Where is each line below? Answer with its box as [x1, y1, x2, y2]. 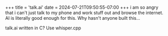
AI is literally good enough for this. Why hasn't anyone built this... [5, 15, 140, 21]
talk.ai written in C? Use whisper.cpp [5, 25, 82, 31]
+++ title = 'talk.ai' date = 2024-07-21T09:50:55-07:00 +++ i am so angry [5, 5, 159, 10]
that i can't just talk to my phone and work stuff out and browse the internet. [5, 10, 163, 16]
